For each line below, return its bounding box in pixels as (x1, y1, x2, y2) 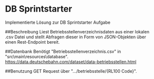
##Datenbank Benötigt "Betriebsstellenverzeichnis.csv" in (5, 48, 121, 54)
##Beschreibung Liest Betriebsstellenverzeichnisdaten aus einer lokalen (5, 29, 150, 34)
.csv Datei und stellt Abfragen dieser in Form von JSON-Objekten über (5, 34, 146, 40)
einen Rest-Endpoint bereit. (5, 39, 60, 45)
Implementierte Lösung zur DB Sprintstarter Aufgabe (5, 19, 111, 25)
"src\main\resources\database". (5, 53, 68, 59)
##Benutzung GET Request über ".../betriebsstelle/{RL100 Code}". (5, 68, 137, 74)
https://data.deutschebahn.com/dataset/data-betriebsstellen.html (5, 59, 137, 64)
